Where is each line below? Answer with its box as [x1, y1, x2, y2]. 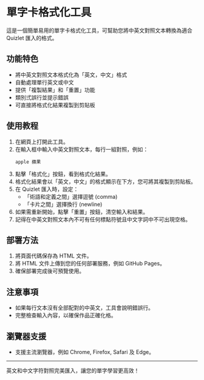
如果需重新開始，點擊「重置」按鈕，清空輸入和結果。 [15, 208, 149, 215]
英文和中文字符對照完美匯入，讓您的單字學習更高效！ [6, 367, 140, 374]
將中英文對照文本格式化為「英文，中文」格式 [15, 71, 127, 78]
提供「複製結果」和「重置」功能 [15, 86, 95, 93]
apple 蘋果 [15, 159, 41, 165]
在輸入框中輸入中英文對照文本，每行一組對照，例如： [15, 145, 149, 153]
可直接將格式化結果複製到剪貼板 [15, 101, 95, 108]
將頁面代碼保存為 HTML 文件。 [15, 252, 92, 259]
